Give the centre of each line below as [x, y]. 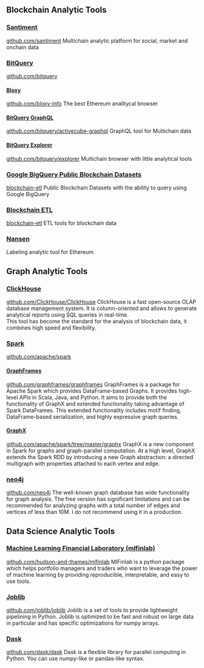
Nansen [18, 239]
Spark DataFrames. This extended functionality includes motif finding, [94, 410]
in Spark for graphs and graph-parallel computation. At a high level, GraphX [101, 451]
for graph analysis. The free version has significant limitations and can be [98, 499]
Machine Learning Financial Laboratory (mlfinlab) [81, 549]
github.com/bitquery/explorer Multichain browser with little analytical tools [99, 158]
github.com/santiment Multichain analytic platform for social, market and [97, 40]
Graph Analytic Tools [47, 271]
